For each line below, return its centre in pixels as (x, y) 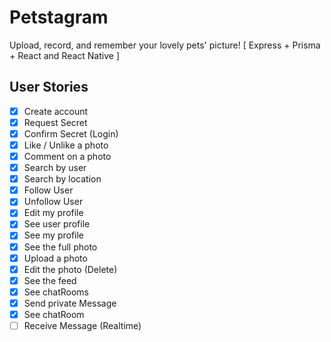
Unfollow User (53, 202)
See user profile (57, 224)
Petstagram (59, 17)
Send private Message (70, 303)
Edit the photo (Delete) (70, 269)
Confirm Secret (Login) (71, 133)
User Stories (49, 87)
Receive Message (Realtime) (82, 325)
